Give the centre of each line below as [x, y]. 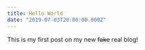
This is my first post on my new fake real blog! [73, 39]
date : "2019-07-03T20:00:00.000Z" [57, 20]
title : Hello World [35, 13]
